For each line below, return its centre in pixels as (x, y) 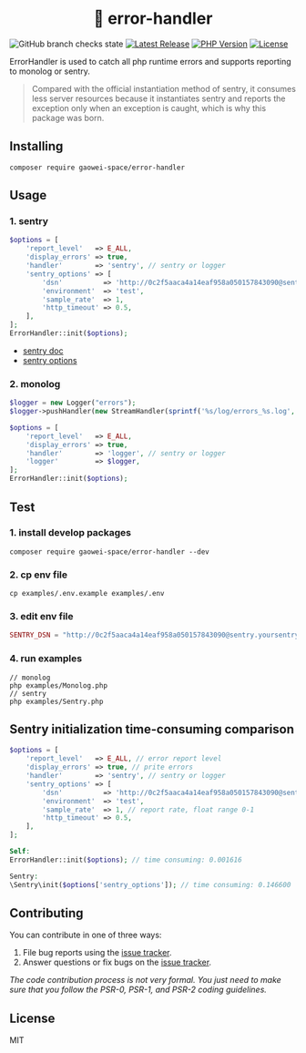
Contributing (46, 913)
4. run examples (46, 659)
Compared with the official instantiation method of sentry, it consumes (163, 88)
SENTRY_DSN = (34, 635)
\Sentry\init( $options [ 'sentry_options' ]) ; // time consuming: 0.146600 (150, 884)
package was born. (68, 118)
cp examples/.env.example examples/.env (87, 594)
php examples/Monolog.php (58, 685)
